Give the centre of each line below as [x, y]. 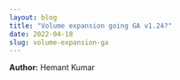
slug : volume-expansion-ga [59, 42]
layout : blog [33, 17]
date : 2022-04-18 [41, 34]
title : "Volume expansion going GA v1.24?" [91, 26]
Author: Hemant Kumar [52, 68]
